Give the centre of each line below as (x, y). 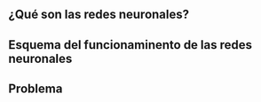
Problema (36, 89)
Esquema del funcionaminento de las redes (130, 45)
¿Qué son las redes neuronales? (99, 15)
